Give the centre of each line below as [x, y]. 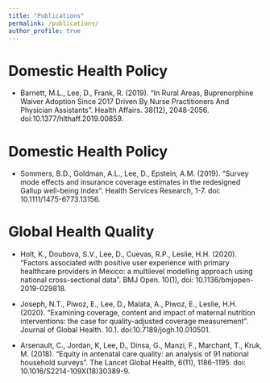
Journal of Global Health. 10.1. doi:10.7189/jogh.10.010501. [115, 330]
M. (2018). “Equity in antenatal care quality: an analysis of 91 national [134, 354]
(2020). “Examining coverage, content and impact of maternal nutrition [137, 313]
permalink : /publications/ [54, 23]
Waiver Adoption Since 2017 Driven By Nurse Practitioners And [125, 102]
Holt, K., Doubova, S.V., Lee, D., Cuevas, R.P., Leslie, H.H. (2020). [129, 254]
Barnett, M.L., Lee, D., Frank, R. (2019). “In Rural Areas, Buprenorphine [137, 93]
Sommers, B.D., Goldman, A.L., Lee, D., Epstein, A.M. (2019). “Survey [134, 173]
